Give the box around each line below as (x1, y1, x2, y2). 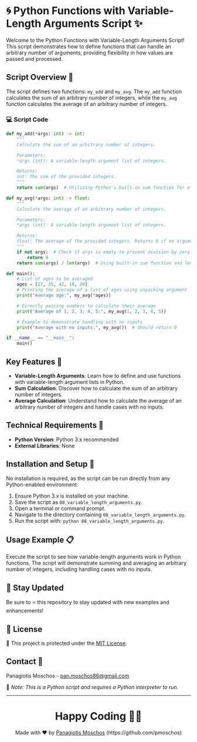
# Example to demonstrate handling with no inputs (16, 319, 143, 325)
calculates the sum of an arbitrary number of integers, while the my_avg (6, 94, 178, 101)
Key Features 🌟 (6, 356, 63, 367)
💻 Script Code (6, 115, 49, 124)
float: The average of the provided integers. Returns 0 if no (16, 239, 175, 244)
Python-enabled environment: (6, 481, 79, 488)
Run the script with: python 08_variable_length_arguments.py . (14, 517, 165, 524)
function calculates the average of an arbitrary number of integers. (6, 100, 168, 107)
